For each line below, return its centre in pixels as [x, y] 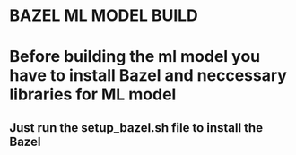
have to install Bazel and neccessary [148, 76]
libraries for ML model [93, 95]
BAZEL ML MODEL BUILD [104, 16]
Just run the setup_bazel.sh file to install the [136, 128]
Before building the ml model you [135, 57]
